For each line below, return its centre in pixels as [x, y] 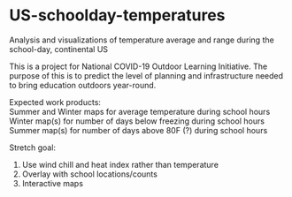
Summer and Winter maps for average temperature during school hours [140, 111]
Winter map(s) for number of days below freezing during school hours [137, 121]
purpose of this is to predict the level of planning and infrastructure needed [146, 75]
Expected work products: [55, 102]
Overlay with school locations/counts [89, 174]
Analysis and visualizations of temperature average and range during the [142, 40]
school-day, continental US [59, 49]
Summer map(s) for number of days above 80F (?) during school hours [138, 130]
